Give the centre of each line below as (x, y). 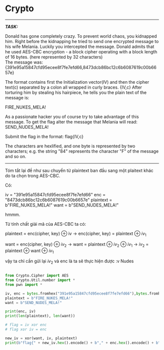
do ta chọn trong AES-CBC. (33, 175)
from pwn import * (24, 284)
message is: (17, 97)
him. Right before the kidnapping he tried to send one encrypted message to (82, 41)
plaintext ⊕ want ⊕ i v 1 (30, 251)
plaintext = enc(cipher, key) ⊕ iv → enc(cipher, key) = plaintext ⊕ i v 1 (76, 234)
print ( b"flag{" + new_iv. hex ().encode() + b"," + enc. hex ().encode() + (79, 343)
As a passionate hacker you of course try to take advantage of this (72, 117)
